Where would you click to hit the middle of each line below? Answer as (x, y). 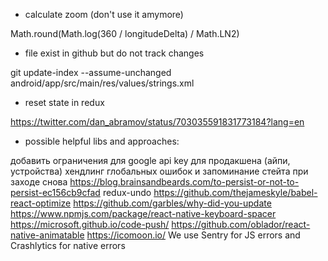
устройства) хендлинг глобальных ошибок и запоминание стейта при (159, 171)
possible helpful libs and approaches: (102, 141)
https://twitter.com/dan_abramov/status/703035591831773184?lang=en (157, 122)
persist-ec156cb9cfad (55, 192)
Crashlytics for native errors (68, 245)
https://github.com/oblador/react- (241, 224)
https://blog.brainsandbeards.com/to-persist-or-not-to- (184, 182)
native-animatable (47, 235)
